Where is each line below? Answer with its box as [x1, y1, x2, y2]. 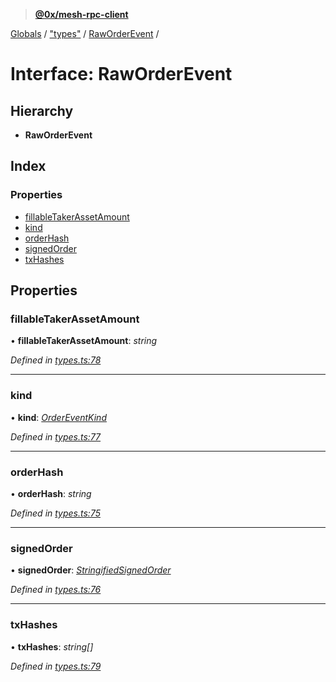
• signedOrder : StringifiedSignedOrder [10, 564, 172, 576]
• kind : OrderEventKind [10, 411, 107, 423]
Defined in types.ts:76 [10, 584, 102, 596]
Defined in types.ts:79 [10, 660, 102, 672]
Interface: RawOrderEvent [10, 63, 233, 86]
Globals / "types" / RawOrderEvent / [10, 28, 160, 39]
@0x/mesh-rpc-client [34, 9, 129, 20]
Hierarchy [10, 102, 74, 119]
